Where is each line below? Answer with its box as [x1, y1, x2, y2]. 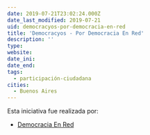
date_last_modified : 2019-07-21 [7, 17, 101, 24]
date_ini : [7, 56, 36, 63]
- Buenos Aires [13, 88, 58, 95]
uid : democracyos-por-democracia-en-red [7, 23, 126, 30]
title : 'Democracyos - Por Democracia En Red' [7, 29, 144, 37]
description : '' [7, 36, 54, 43]
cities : [7, 81, 30, 88]
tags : [7, 68, 23, 75]
